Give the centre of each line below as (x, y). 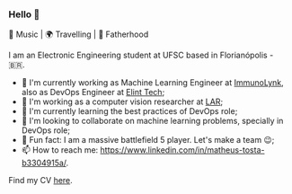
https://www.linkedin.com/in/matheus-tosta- (182, 150)
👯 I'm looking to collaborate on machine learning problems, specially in (152, 121)
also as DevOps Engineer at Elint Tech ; (93, 93)
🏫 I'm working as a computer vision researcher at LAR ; (122, 101)
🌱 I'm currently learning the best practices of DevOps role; (129, 111)
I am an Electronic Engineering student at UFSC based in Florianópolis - (141, 55)
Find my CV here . (40, 181)
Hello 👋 (24, 14)
